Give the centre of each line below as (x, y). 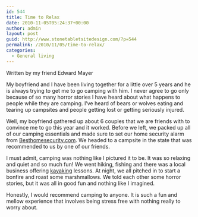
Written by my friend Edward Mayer (50, 73)
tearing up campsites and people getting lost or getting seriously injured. (95, 109)
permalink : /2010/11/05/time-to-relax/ (56, 45)
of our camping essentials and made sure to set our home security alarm (95, 134)
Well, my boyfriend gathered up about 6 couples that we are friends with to (98, 121)
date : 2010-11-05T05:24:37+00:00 (48, 23)
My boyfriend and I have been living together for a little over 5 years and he (99, 84)
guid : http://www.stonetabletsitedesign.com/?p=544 (71, 39)
